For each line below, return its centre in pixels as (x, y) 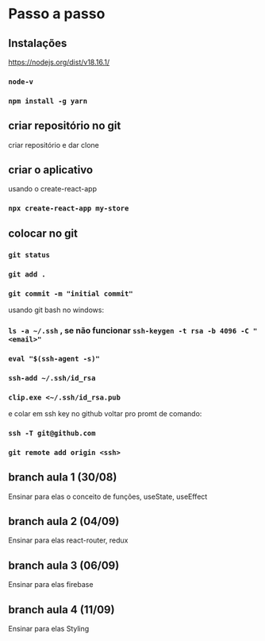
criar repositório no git (65, 126)
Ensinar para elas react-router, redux (68, 540)
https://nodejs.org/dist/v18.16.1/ (59, 62)
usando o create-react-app (53, 189)
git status (29, 255)
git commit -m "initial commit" (71, 293)
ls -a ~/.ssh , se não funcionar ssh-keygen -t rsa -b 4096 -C (129, 330)
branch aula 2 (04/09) (64, 521)
